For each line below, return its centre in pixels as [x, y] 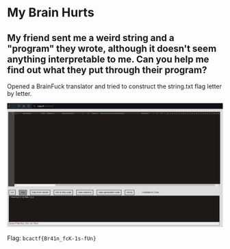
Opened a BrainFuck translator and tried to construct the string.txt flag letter [115, 86]
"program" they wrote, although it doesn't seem [112, 48]
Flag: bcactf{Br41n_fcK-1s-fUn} [52, 238]
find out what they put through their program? [107, 70]
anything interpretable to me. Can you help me [108, 59]
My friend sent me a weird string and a [91, 38]
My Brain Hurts [51, 13]
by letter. [20, 93]
